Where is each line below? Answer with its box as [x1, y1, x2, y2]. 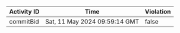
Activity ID [9, 8, 40, 15]
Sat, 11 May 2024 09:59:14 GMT [45, 18, 140, 25]
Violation [144, 8, 171, 15]
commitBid [9, 18, 40, 25]
